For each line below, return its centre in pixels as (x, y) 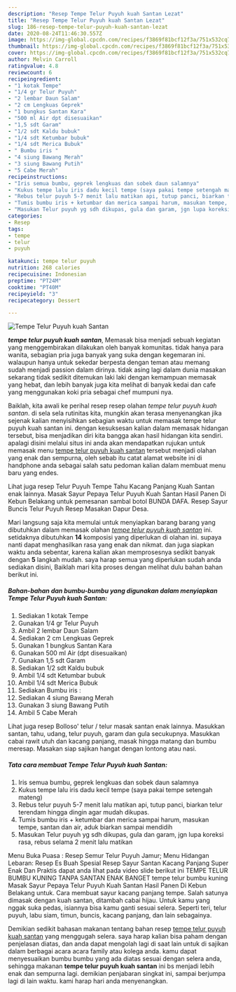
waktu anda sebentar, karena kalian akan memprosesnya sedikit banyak (112, 552)
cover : (18, 53)
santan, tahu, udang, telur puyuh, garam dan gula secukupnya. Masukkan (114, 734)
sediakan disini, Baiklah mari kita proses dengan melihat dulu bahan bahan (116, 567)
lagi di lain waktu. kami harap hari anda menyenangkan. (88, 981)
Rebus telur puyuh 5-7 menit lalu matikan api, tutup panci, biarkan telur (120, 805)
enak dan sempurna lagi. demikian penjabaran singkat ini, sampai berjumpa (117, 974)
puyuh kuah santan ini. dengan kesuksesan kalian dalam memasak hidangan (118, 428)
